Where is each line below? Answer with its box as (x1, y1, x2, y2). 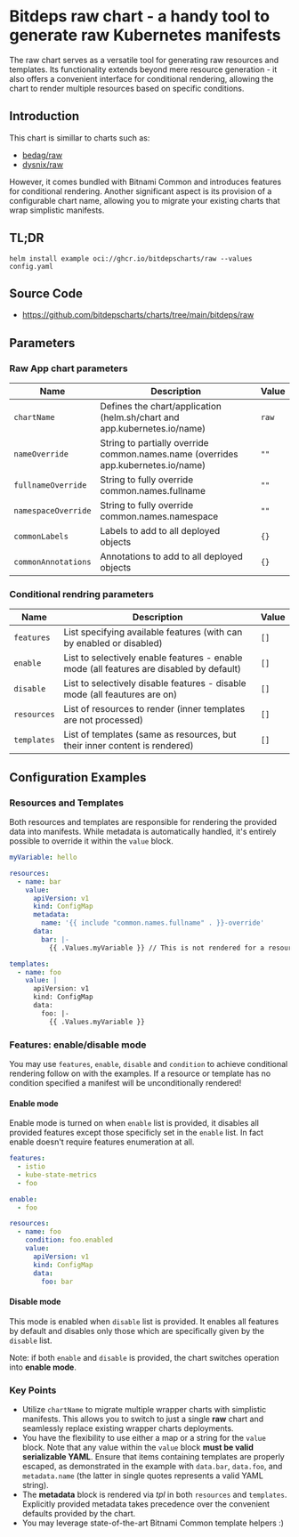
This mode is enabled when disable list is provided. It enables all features (9, 1315, 279, 1327)
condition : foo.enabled (25, 1235, 114, 1245)
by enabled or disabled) (63, 637, 163, 650)
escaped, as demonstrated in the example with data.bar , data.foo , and (21, 1460, 283, 1471)
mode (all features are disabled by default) (63, 663, 242, 675)
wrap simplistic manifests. (9, 205, 105, 215)
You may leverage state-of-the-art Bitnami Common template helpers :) (21, 1517, 285, 1528)
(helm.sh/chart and (100, 411, 180, 424)
